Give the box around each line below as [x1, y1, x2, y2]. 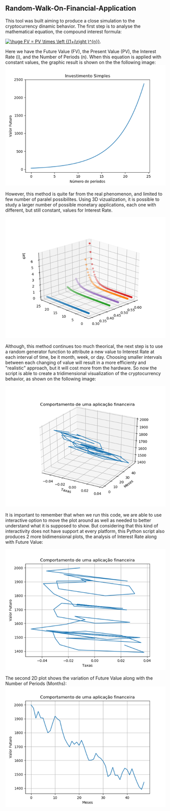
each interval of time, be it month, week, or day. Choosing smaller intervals [5, 354, 162, 360]
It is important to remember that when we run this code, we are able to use [5, 512, 162, 518]
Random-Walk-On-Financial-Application [5, 4, 136, 13]
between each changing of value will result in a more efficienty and [5, 359, 147, 365]
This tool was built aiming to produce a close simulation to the [5, 17, 135, 24]
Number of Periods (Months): [5, 680, 67, 686]
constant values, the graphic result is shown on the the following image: [5, 59, 156, 65]
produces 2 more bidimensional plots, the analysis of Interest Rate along [5, 534, 157, 540]
